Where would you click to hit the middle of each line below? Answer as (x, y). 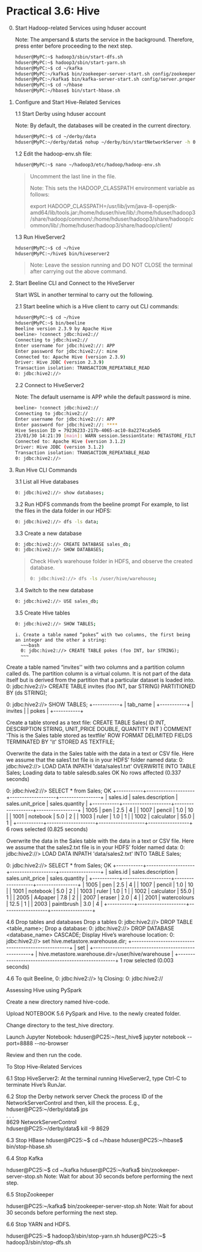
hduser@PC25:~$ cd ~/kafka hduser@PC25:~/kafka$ (73, 1170)
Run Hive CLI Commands (46, 470)
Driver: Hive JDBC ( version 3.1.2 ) (60, 447)
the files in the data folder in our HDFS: (63, 510)
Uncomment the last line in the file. (73, 176)
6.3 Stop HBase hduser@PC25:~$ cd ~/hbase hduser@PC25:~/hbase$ (95, 1140)
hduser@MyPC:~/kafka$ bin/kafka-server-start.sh (77, 80)
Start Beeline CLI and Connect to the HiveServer (75, 283)
